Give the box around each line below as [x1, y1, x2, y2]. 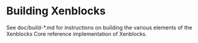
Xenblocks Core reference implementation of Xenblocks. [6, 30, 147, 37]
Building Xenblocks [6, 4, 106, 18]
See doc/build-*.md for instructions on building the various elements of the [6, 24, 193, 31]
